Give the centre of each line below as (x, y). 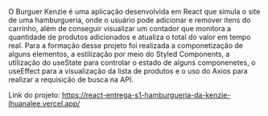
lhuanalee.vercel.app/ (44, 104)
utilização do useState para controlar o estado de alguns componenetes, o (132, 62)
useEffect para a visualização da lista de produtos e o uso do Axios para (128, 71)
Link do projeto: (34, 95)
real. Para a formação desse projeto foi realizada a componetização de (126, 46)
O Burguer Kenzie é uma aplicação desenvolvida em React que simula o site (134, 12)
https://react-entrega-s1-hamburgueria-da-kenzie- (146, 95)
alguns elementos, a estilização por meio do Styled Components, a (119, 54)
